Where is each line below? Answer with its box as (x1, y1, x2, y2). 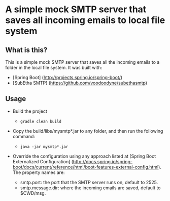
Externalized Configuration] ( (12, 158, 74, 164)
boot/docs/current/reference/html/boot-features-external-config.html (12, 164, 159, 170)
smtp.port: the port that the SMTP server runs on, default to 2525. (20, 179, 158, 185)
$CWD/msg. (20, 190, 46, 196)
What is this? (5, 45, 48, 54)
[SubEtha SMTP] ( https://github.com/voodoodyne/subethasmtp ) (12, 80, 148, 86)
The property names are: (12, 169, 65, 175)
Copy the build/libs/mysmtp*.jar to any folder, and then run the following (12, 128, 163, 134)
